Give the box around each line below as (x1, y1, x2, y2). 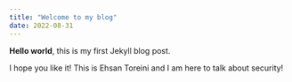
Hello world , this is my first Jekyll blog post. (9, 45, 171, 56)
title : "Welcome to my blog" (9, 12, 118, 22)
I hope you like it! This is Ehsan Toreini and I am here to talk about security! (9, 63, 284, 73)
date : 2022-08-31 (9, 21, 74, 30)
